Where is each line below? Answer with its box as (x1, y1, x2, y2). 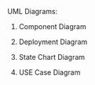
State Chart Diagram (18, 53, 86, 61)
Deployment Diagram (18, 37, 88, 46)
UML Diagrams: (7, 7, 58, 16)
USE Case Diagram (18, 68, 81, 77)
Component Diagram (18, 22, 87, 31)
